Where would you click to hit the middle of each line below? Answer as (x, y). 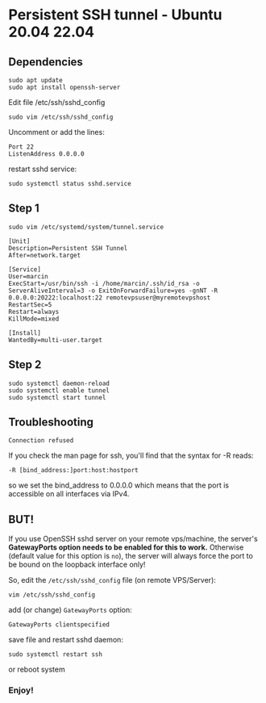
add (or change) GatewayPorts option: (71, 610)
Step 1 (24, 209)
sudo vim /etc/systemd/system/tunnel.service (86, 227)
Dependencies (46, 62)
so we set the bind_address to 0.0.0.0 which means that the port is (119, 485)
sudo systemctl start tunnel (57, 397)
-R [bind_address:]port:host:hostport (73, 471)
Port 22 (21, 147)
